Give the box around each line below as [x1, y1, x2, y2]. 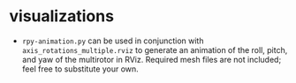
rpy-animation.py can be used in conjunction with [21, 35, 204, 46]
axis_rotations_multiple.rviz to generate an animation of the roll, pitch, [21, 44, 288, 55]
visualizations [9, 6, 115, 26]
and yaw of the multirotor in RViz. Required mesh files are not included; [21, 54, 282, 64]
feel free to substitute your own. [21, 64, 139, 74]
